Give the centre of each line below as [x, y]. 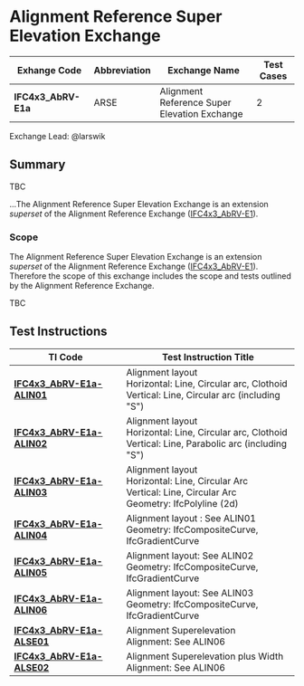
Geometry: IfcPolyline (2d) [182, 503]
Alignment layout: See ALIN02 [190, 556]
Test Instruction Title [209, 357]
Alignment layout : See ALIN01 [191, 518]
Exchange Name [203, 70]
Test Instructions [58, 332]
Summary [38, 165]
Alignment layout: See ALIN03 [190, 593]
